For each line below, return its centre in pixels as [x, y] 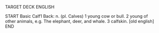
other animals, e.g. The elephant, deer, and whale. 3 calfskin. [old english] [79, 21]
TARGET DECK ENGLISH [30, 7]
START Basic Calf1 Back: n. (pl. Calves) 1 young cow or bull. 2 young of [77, 16]
